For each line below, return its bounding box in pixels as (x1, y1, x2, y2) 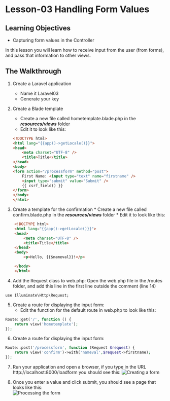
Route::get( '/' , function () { (5, 317, 72, 322)
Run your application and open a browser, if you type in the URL (12, 364, 147, 370)
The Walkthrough (5, 67, 62, 76)
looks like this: (12, 384, 43, 391)
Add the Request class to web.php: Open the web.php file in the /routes (12, 277, 162, 283)
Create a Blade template (12, 105, 63, 112)
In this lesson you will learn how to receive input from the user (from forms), (5, 47, 164, 53)
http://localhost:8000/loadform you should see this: (12, 369, 121, 376)
